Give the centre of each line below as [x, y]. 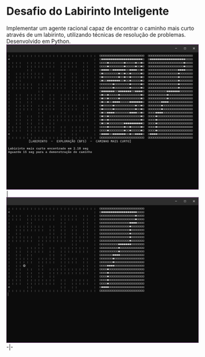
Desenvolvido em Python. [39, 41]
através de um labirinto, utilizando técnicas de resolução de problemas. [96, 34]
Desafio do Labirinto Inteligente [88, 11]
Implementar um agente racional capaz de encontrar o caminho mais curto [100, 28]
